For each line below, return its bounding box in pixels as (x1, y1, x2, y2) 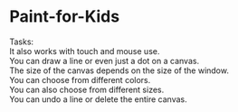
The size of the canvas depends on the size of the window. (9, 65, 229, 76)
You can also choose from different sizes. (9, 84, 165, 95)
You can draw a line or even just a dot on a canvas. (9, 55, 200, 66)
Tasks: (9, 36, 34, 47)
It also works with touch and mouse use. (9, 45, 160, 56)
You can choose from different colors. (9, 74, 151, 85)
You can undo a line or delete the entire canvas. (9, 93, 187, 105)
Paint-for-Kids (9, 6, 120, 27)
